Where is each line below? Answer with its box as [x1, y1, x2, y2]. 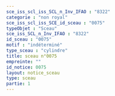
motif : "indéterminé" [6, 42, 63, 48]
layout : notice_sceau [6, 70, 60, 76]
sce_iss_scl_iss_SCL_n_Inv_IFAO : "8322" [6, 8, 111, 15]
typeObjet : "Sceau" [6, 25, 58, 32]
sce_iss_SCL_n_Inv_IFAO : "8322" [6, 31, 89, 37]
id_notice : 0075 [6, 64, 46, 70]
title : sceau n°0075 [6, 53, 58, 59]
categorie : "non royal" [6, 14, 68, 20]
